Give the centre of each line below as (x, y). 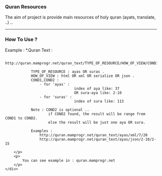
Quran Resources (26, 7)
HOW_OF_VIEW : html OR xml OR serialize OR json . (83, 76)
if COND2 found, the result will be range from (97, 114)
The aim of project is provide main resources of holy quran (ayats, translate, (80, 17)
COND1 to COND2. (21, 118)
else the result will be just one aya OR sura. (97, 122)
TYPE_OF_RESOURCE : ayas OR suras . (67, 72)
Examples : (42, 131)
